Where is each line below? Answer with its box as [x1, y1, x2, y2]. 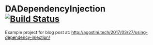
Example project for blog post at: [5, 29, 70, 35]
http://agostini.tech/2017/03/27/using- [71, 29, 148, 35]
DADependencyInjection [5, 3, 106, 14]
